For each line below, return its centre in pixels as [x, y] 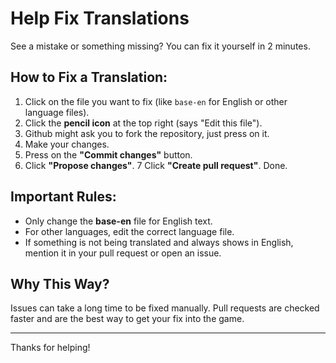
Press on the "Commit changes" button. [108, 154]
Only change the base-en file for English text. [118, 221]
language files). [57, 112]
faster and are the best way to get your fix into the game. [127, 319]
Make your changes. [67, 144]
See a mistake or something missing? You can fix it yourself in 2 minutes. [160, 46]
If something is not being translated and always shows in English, [159, 242]
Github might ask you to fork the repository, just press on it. [147, 133]
